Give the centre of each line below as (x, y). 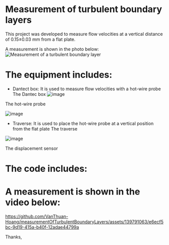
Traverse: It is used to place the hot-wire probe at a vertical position (83, 123)
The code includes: (46, 169)
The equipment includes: (59, 75)
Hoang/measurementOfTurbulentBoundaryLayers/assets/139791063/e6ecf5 (84, 222)
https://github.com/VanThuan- (37, 216)
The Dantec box (29, 94)
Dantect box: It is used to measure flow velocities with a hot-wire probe (87, 89)
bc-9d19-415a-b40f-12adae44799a (42, 227)
